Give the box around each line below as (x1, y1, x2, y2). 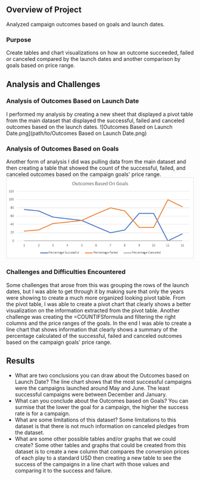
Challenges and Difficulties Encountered (6, 268, 126, 276)
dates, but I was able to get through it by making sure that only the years (6, 288, 184, 295)
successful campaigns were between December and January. (14, 390, 167, 398)
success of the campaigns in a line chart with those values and (14, 460, 170, 467)
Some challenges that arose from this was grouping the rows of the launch (6, 281, 189, 288)
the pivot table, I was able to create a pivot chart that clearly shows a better (6, 300, 192, 307)
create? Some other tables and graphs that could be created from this (14, 441, 186, 448)
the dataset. (14, 429, 45, 436)
